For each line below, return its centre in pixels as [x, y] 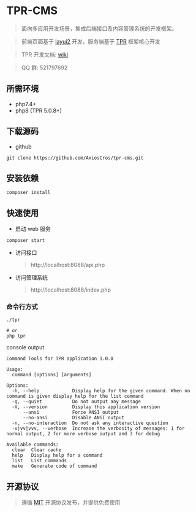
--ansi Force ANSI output [71, 413]
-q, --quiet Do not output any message [76, 402]
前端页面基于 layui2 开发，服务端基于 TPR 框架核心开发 [91, 41]
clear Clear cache [37, 450]
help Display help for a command [57, 456]
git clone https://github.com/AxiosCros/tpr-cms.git [75, 158]
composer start [26, 241]
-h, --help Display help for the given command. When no [101, 391]
